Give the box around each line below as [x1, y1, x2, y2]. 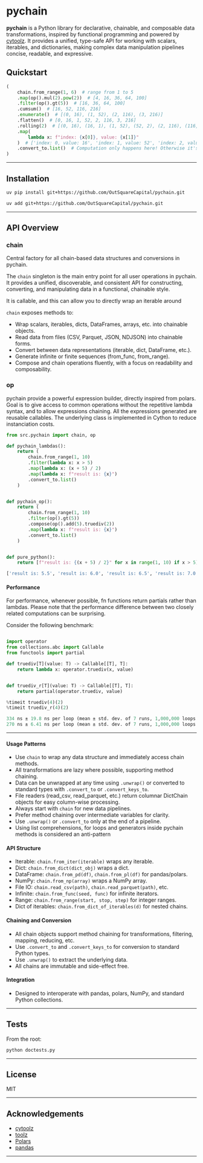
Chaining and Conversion [6, 917, 71, 924]
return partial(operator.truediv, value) [17, 688, 123, 694]
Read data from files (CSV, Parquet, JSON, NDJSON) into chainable [14, 334, 183, 341]
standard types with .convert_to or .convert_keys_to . [14, 786, 149, 793]
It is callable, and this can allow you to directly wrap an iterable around [6, 298, 182, 305]
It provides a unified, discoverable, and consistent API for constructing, [6, 279, 183, 287]
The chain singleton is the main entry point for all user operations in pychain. [6, 273, 197, 280]
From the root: [6, 1035, 42, 1043]
